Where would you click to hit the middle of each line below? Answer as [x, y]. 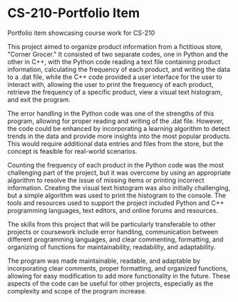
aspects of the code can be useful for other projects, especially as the [110, 283]
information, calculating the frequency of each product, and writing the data [119, 69]
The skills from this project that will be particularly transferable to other [112, 224]
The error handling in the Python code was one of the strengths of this [111, 113]
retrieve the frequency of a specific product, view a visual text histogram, [115, 92]
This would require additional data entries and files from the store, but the [115, 143]
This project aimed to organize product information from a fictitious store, [115, 46]
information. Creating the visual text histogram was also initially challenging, [119, 187]
